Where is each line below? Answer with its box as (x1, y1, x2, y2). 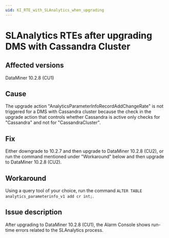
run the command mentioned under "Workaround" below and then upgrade (5, 154, 164, 160)
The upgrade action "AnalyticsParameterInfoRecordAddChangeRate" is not (5, 103, 164, 109)
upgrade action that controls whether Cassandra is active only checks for (5, 114, 160, 120)
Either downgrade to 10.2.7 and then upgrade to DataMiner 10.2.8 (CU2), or (5, 148, 164, 154)
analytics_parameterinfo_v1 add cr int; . (5, 193, 94, 199)
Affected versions (5, 61, 64, 70)
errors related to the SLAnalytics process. (15, 227, 103, 233)
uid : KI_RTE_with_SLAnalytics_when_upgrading (5, 7, 104, 13)
